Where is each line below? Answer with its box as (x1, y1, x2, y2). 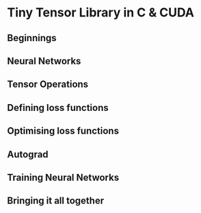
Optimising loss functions (7, 125, 120, 137)
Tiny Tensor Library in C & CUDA (7, 5, 195, 21)
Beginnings (7, 32, 57, 44)
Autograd (7, 149, 49, 160)
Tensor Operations (7, 79, 89, 90)
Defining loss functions (7, 101, 109, 114)
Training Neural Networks (7, 171, 120, 183)
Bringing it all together (7, 195, 105, 207)
